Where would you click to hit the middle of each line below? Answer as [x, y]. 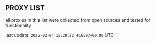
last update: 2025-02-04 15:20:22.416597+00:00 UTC [60, 35]
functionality [18, 25]
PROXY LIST [25, 8]
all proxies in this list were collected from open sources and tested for [78, 20]
